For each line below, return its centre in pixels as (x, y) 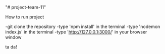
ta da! (11, 47)
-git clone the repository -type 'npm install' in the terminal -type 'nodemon (83, 26)
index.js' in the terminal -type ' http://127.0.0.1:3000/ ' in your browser (76, 32)
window (13, 37)
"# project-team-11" (26, 7)
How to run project (25, 17)
